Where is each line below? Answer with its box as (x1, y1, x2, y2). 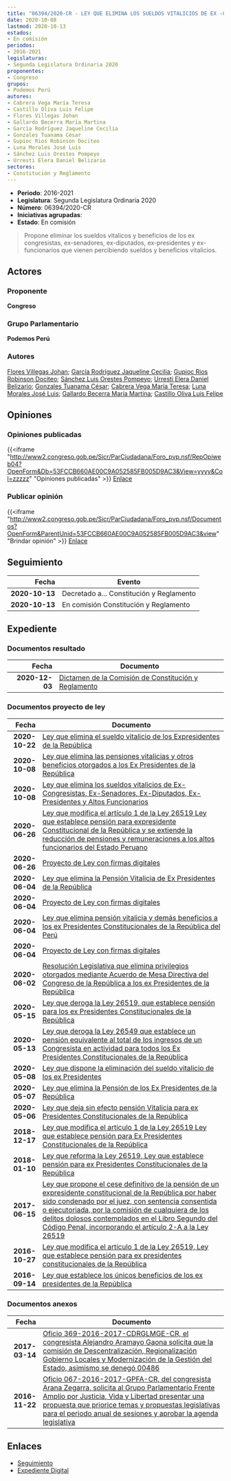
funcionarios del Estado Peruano (42, 843, 148, 852)
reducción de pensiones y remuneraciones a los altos (42, 834, 215, 843)
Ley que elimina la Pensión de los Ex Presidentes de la (42, 1083, 217, 1093)
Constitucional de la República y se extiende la (42, 825, 193, 835)
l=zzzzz (7, 475, 30, 483)
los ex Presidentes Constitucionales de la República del (42, 922, 221, 931)
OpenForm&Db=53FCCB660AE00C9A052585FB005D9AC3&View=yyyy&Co (7, 467, 223, 476)
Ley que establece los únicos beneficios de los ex (42, 1270, 203, 1280)
